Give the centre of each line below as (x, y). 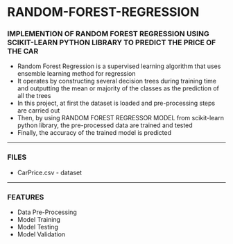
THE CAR (23, 51)
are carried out (38, 111)
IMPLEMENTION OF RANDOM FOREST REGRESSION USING (108, 34)
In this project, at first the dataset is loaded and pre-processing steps (116, 103)
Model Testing (38, 227)
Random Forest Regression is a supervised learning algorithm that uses (119, 66)
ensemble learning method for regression (76, 74)
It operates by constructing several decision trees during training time (117, 81)
